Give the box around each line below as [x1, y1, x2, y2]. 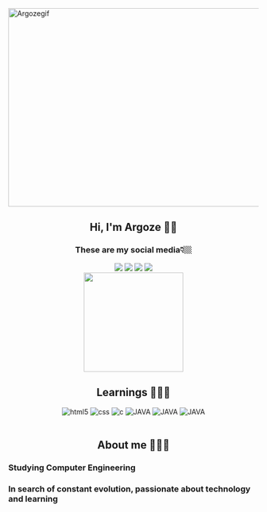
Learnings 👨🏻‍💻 [96, 386, 171, 399]
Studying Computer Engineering [8, 462, 136, 473]
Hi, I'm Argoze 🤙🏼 [90, 221, 177, 234]
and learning [8, 493, 58, 504]
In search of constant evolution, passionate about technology [8, 483, 251, 495]
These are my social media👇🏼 [75, 244, 192, 256]
